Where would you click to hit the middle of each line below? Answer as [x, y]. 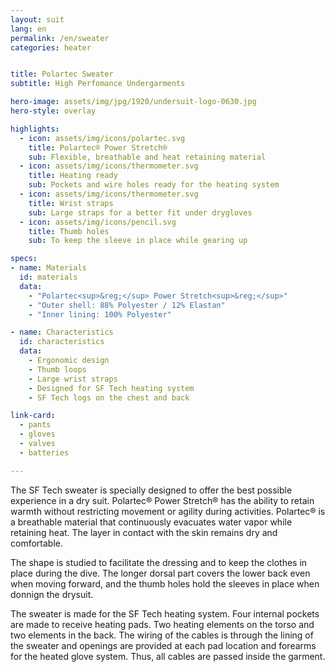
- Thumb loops [57, 369]
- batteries [44, 452]
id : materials [48, 277]
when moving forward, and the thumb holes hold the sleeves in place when [165, 583]
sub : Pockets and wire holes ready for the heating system [154, 185]
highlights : [35, 129]
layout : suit [37, 19]
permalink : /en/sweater [60, 38]
